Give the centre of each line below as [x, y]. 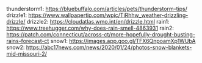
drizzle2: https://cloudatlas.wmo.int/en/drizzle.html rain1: [98, 22]
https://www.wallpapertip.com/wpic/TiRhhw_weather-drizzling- [108, 15]
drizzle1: [17, 15]
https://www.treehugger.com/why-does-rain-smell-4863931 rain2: [90, 28]
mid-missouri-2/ [27, 54]
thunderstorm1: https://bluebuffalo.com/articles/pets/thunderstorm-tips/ [97, 9]
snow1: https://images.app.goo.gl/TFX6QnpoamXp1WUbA [123, 41]
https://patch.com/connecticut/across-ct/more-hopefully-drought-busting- [101, 35]
